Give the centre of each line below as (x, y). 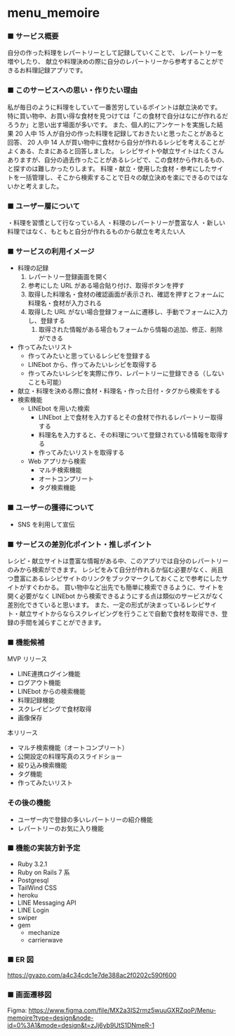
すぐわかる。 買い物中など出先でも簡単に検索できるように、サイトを (125, 587)
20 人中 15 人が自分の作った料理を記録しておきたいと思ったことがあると (120, 133)
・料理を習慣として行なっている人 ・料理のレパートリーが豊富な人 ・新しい (116, 223)
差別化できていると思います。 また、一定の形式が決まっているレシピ (106, 604)
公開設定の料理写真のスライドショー (70, 756)
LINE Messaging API (47, 902)
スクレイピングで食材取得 (54, 709)
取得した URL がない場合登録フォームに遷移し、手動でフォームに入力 (128, 312)
